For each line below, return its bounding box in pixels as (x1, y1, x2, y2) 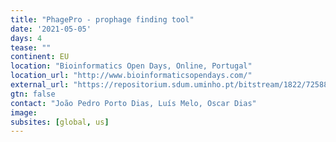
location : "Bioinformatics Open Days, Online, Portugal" (10, 61, 253, 71)
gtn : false (10, 89, 56, 99)
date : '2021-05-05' (10, 24, 92, 34)
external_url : (10, 80, 70, 90)
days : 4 (10, 33, 43, 43)
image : (10, 107, 38, 118)
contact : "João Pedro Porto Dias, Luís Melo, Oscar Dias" (10, 98, 257, 108)
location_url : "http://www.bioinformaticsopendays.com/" (10, 71, 253, 81)
